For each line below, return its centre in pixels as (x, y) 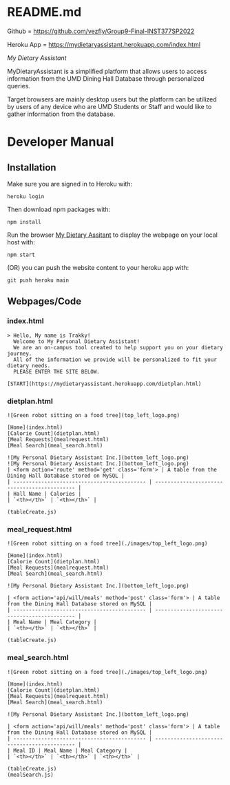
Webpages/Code (44, 301)
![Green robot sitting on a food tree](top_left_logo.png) (94, 415)
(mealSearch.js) (30, 775)
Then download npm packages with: (59, 209)
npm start (21, 255)
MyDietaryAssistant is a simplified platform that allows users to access (107, 71)
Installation (32, 167)
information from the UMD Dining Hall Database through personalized (106, 78)
